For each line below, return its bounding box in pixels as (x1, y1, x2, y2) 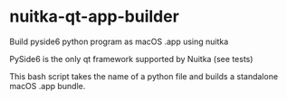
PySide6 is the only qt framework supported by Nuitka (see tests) (9, 53, 254, 64)
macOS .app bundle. (9, 80, 86, 91)
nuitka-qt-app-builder (9, 6, 179, 27)
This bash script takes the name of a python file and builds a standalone (9, 70, 279, 82)
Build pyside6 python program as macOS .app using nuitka (9, 36, 229, 47)
